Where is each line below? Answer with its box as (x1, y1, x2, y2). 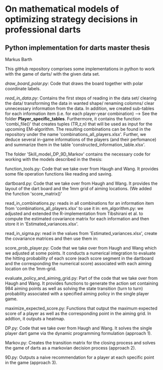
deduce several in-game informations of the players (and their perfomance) (5, 136, 157, 142)
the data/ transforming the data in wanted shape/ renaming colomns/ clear (5, 100, 155, 106)
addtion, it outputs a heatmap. (5, 316, 66, 321)
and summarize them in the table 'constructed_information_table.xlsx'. (5, 142, 145, 147)
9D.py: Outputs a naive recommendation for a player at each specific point (5, 354, 154, 360)
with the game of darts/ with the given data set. (5, 71, 100, 77)
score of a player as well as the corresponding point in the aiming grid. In (5, 311, 152, 316)
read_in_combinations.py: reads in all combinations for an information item (5, 200, 154, 206)
